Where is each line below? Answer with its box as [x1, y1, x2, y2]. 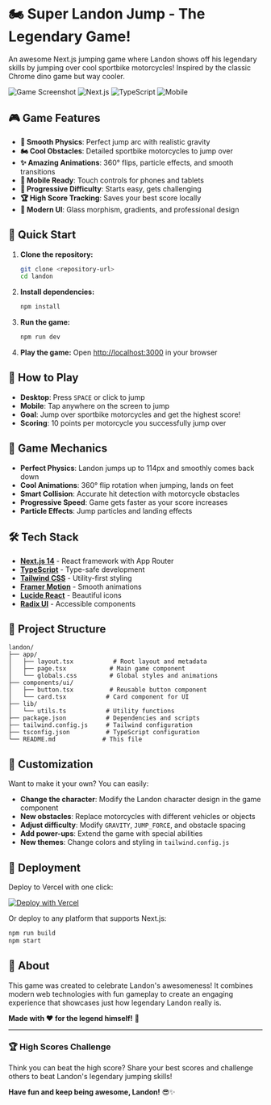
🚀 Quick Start [8, 228, 77, 242]
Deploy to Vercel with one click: [8, 882, 114, 892]
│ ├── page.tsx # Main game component [8, 665, 186, 673]
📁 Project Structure [8, 622, 106, 636]
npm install [19, 303, 60, 311]
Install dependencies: [19, 287, 95, 297]
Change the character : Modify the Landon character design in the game [19, 795, 261, 805]
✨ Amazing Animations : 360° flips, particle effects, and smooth [19, 158, 234, 167]
